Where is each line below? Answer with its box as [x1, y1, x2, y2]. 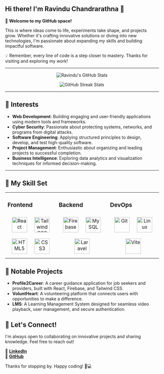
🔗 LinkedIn [5, 348, 27, 354]
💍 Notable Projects [5, 267, 63, 275]
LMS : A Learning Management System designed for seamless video [12, 301, 149, 307]
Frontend [7, 201, 33, 209]
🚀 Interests [5, 100, 39, 109]
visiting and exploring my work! [5, 58, 68, 64]
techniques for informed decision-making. [12, 160, 97, 166]
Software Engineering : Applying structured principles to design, [12, 134, 142, 140]
